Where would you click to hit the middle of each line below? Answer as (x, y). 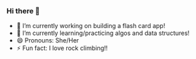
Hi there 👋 (23, 11)
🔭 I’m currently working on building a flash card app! (91, 26)
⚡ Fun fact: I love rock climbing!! (62, 48)
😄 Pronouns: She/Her (48, 40)
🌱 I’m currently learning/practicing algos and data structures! (103, 33)
